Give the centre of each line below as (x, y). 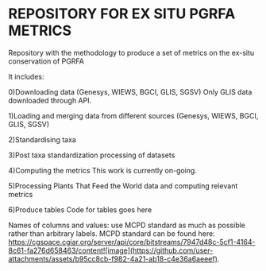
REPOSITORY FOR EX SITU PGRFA (122, 14)
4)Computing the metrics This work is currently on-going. (102, 170)
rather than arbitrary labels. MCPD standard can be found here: (112, 233)
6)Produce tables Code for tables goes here (80, 209)
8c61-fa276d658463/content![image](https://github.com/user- (111, 250)
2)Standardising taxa (42, 139)
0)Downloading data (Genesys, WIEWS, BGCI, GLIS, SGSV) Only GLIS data (130, 91)
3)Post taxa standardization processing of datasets (92, 155)
